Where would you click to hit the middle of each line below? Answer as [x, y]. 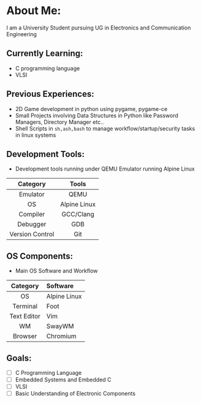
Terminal [25, 306]
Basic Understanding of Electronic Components [75, 394]
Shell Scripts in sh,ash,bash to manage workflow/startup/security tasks [105, 128]
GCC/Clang [78, 214]
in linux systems [36, 135]
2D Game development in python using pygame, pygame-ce [91, 109]
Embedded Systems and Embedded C [63, 380]
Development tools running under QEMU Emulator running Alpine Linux [105, 169]
